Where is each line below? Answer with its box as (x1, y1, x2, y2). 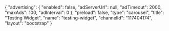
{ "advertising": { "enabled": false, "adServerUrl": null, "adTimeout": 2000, (5, 4, 162, 10)
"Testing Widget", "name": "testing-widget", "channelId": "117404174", (5, 15, 153, 20)
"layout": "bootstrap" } (5, 20, 52, 26)
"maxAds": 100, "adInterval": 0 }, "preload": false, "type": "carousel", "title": (5, 9, 164, 15)
